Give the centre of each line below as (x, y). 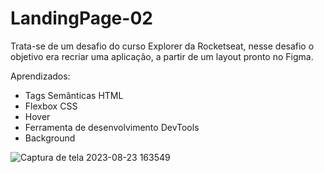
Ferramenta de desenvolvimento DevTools (112, 127)
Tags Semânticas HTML (74, 95)
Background (50, 138)
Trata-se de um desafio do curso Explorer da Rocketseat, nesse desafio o (162, 46)
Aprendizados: (40, 76)
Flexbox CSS (51, 106)
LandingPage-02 (81, 18)
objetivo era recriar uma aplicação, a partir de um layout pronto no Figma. (162, 56)
